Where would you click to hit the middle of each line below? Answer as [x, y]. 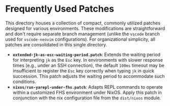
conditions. [24, 82]
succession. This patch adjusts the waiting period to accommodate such [89, 76]
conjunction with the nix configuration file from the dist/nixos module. [87, 98]
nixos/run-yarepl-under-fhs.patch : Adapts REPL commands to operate [88, 87]
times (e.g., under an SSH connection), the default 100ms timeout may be [88, 65]
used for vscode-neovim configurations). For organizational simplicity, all [80, 39]
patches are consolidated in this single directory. [56, 44]
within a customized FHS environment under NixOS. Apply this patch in [87, 92]
